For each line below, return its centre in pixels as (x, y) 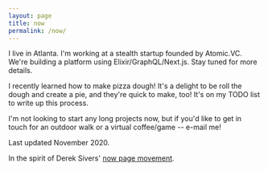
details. (21, 71)
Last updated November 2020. (59, 143)
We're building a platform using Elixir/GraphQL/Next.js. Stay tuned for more (133, 62)
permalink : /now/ (37, 31)
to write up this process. (48, 103)
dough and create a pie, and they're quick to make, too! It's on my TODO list (134, 95)
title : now (27, 23)
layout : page (30, 16)
